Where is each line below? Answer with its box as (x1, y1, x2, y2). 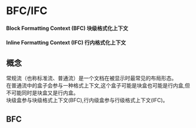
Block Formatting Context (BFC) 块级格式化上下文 (6, 25, 129, 32)
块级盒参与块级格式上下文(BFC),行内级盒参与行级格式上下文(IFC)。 (6, 97, 168, 104)
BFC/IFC (6, 4, 48, 18)
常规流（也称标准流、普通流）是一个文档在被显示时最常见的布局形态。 (6, 75, 177, 82)
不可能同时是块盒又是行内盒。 (6, 89, 79, 96)
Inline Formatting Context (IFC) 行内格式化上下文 (6, 39, 126, 46)
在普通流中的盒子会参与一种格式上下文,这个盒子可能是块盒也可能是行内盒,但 (6, 82, 191, 89)
